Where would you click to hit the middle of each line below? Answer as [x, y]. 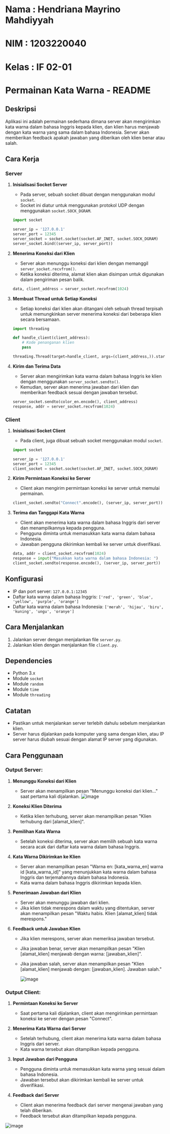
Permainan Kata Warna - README [78, 90]
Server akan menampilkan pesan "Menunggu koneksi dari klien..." [89, 791]
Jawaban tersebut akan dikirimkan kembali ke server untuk [82, 1080]
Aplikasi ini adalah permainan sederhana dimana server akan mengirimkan [83, 121]
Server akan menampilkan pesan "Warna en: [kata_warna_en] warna [92, 866]
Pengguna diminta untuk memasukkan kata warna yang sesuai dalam [93, 1069]
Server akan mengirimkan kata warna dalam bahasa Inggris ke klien [91, 376]
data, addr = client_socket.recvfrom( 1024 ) [59, 554]
